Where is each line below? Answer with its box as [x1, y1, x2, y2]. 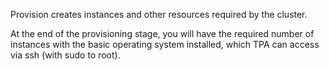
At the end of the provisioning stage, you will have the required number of [10, 28, 315, 39]
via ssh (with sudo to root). [10, 49, 121, 61]
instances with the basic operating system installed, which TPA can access [10, 39, 320, 50]
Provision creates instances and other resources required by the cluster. [10, 9, 308, 20]
